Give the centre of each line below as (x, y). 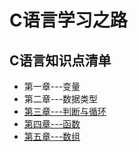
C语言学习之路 (68, 20)
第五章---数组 (52, 136)
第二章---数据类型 (61, 99)
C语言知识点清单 (60, 60)
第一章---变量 (52, 86)
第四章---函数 (52, 124)
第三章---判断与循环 (65, 111)
